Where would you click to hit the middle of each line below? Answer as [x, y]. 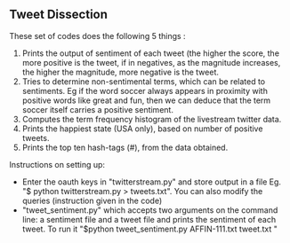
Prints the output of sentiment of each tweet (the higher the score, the [151, 53]
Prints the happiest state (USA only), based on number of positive [142, 129]
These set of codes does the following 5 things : [97, 35]
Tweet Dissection [59, 15]
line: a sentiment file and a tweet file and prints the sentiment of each [149, 219]
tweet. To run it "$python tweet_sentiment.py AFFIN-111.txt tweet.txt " [149, 229]
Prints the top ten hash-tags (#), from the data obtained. [125, 147]
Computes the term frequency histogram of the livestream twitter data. [152, 119]
